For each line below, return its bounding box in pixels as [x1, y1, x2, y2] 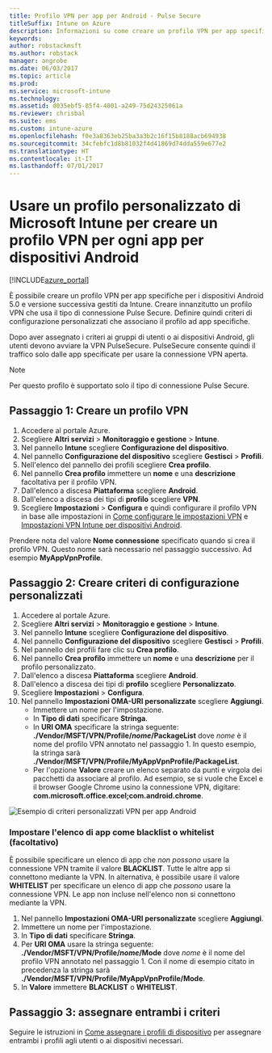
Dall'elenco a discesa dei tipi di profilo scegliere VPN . [20, 494, 201, 503]
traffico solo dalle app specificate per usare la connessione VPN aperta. [9, 349, 249, 360]
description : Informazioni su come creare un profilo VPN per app [9, 27, 237, 35]
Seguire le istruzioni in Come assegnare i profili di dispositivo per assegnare [9, 1027, 262, 1037]
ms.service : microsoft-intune [9, 86, 111, 95]
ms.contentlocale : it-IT [9, 154, 93, 162]
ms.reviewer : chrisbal [9, 110, 86, 118]
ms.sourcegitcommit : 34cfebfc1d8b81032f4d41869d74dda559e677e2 [9, 139, 227, 148]
